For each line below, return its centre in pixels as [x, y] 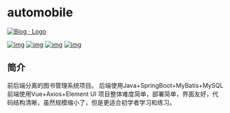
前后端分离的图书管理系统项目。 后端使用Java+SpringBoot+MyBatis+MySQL [115, 85]
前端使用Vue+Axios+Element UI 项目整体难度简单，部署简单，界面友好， [110, 94]
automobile [40, 13]
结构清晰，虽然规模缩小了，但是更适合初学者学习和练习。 [94, 102]
